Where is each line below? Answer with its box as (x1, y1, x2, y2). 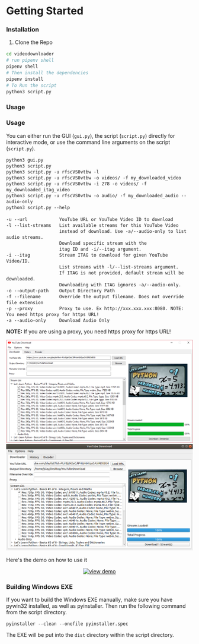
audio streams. (6, 234, 44, 240)
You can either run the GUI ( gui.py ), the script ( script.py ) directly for (6, 132, 175, 139)
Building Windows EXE (6, 583, 73, 591)
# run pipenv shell (6, 58, 54, 64)
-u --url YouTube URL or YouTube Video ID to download (6, 216, 174, 222)
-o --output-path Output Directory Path (6, 288, 115, 293)
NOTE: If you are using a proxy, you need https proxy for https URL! (6, 328, 171, 335)
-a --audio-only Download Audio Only (6, 317, 110, 323)
